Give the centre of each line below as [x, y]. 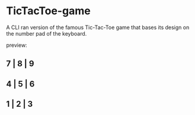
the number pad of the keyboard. [47, 33]
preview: [17, 45]
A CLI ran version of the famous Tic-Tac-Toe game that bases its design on [98, 27]
